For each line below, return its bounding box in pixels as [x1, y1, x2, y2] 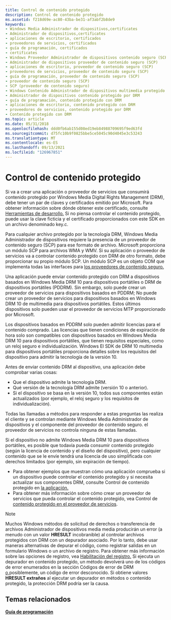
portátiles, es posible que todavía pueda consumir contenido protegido [5, 442, 154, 448]
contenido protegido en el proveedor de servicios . [12, 501, 118, 507]
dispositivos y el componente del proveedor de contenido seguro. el [5, 421, 149, 428]
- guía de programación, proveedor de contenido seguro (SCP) [5, 74, 140, 79]
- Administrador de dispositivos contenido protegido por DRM [5, 93, 140, 98]
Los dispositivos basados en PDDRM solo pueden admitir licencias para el [5, 321, 160, 327]
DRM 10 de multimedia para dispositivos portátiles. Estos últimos [5, 301, 141, 307]
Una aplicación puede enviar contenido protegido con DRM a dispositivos [5, 274, 159, 280]
